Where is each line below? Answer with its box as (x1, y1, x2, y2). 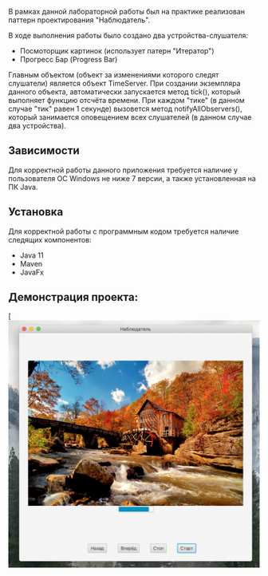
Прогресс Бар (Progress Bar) (19, 55, 118, 64)
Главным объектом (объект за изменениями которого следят (8, 70, 219, 79)
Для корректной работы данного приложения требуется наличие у (8, 165, 238, 175)
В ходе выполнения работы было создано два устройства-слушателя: (8, 31, 249, 40)
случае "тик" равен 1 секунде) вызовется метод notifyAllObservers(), (8, 104, 242, 113)
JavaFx (19, 267, 45, 277)
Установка (8, 205, 64, 219)
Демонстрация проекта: (8, 290, 138, 304)
